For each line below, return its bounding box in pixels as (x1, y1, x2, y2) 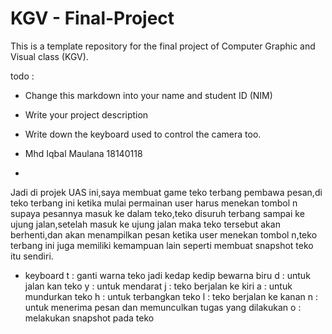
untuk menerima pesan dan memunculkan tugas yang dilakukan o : (24, 301, 302, 313)
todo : (10, 70, 35, 82)
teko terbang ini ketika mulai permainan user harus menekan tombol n (10, 197, 298, 209)
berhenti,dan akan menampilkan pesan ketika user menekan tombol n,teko (10, 228, 318, 241)
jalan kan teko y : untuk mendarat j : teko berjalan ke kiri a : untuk (24, 280, 293, 292)
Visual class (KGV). (10, 50, 89, 62)
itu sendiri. (10, 250, 54, 262)
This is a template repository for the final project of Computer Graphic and (10, 40, 316, 52)
